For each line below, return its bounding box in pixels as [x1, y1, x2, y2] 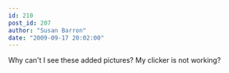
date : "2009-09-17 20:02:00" [8, 33, 105, 42]
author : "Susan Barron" [8, 26, 87, 34]
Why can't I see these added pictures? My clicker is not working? [8, 56, 221, 65]
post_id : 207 [8, 19, 52, 27]
